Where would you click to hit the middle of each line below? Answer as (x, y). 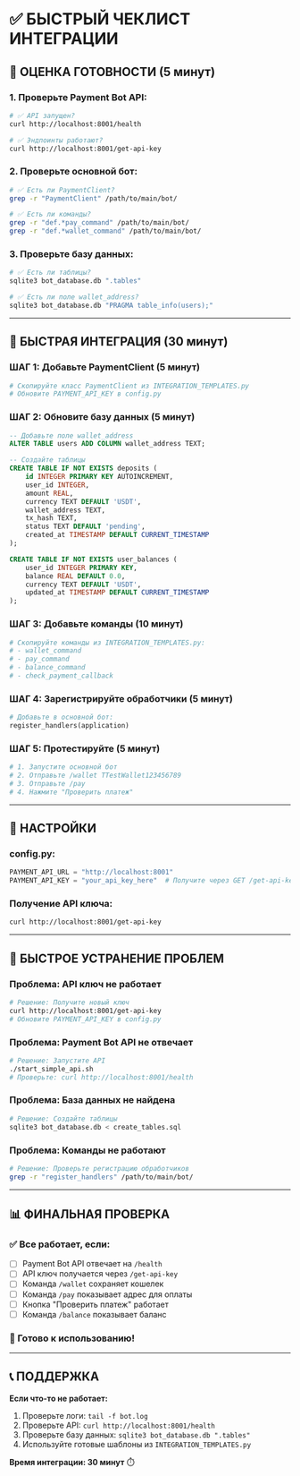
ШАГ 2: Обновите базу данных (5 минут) (102, 417)
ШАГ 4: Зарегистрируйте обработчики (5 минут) (121, 698)
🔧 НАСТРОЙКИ (53, 828)
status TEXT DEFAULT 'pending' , (85, 527)
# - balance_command (48, 668)
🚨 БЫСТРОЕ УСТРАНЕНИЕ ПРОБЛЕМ (117, 958)
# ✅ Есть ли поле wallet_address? (74, 297)
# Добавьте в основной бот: (62, 717)
